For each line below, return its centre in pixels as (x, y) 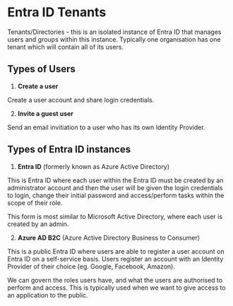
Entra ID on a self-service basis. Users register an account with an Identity (115, 259)
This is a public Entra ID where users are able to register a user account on (116, 251)
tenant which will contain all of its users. (65, 47)
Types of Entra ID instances (69, 149)
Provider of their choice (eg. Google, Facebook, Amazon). (91, 266)
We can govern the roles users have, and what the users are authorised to (115, 280)
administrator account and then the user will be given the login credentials (115, 187)
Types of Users (41, 69)
